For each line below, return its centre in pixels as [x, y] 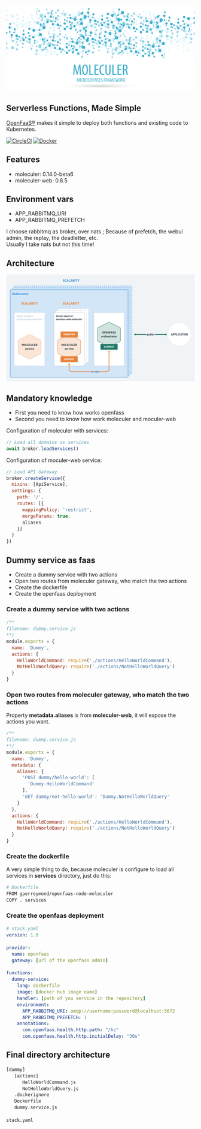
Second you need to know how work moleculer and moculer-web [95, 419]
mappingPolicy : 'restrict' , [57, 510]
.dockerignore [32, 1095]
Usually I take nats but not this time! [50, 244]
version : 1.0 [22, 935]
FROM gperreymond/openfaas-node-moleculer [60, 894]
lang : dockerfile [39, 986]
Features [23, 160]
